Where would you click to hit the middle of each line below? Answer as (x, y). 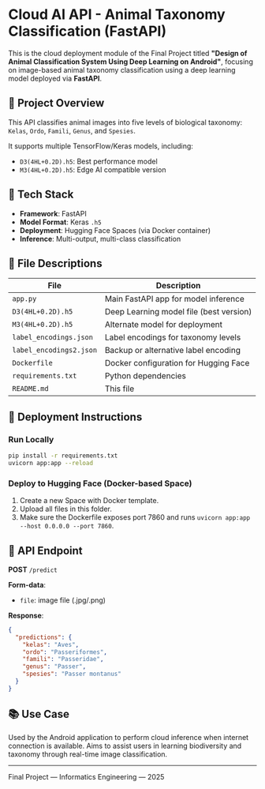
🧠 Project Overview (56, 103)
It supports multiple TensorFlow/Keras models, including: (101, 146)
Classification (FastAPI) (88, 31)
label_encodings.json (52, 338)
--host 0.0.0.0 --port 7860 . (67, 526)
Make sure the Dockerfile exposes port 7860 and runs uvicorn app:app (135, 517)
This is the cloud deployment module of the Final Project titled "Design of (128, 53)
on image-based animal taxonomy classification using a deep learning (122, 70)
